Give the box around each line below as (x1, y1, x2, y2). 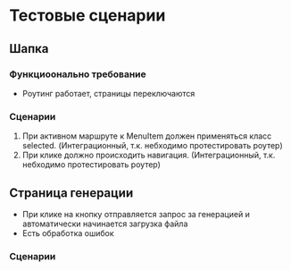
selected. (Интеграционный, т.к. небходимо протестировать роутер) (21, 140, 283, 151)
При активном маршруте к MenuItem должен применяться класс (21, 131, 272, 141)
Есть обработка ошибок (21, 227, 114, 238)
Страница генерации (9, 185, 134, 200)
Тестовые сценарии (9, 5, 166, 26)
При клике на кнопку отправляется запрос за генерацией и (21, 208, 250, 219)
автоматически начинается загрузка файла (21, 218, 188, 229)
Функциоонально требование (9, 68, 146, 80)
